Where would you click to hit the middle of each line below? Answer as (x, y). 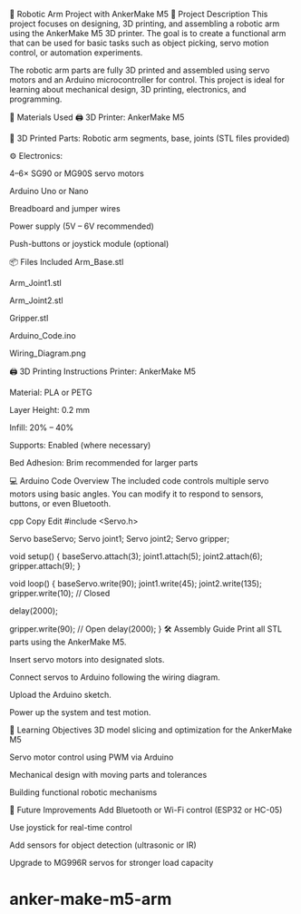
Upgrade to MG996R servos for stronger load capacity (112, 863)
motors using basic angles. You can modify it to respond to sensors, (136, 494)
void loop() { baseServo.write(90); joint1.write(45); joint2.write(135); (136, 584)
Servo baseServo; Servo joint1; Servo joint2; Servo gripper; (119, 539)
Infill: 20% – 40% (42, 428)
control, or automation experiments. (76, 53)
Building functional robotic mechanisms (83, 792)
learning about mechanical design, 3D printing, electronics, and (128, 89)
